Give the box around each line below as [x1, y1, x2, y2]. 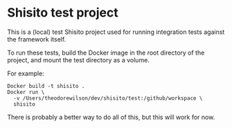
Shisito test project [7, 5, 119, 21]
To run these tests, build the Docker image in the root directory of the [7, 48, 205, 57]
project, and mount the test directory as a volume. [7, 55, 150, 64]
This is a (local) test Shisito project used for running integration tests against [7, 28, 225, 36]
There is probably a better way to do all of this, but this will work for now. [7, 113, 215, 121]
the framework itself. [7, 35, 66, 43]
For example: [7, 69, 45, 77]
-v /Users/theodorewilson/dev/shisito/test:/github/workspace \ [13, 95, 203, 102]
